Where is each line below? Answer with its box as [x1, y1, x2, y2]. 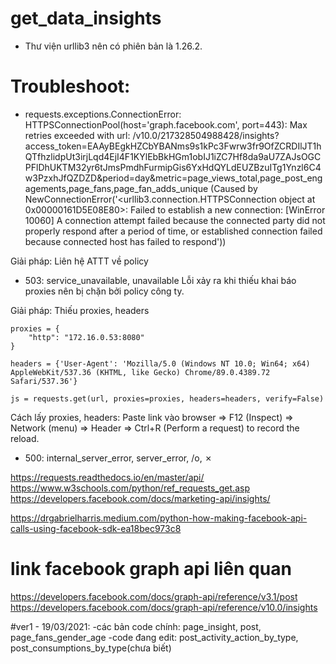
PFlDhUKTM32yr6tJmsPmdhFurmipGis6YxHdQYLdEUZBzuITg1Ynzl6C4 [24, 161, 322, 173]
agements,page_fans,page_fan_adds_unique [24, 182, 209, 194]
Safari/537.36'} [10, 376, 78, 386]
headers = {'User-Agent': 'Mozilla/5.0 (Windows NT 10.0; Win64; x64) [10, 358, 311, 369]
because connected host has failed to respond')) [24, 235, 227, 247]
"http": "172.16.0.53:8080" [28, 332, 145, 342]
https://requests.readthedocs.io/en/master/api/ [10, 471, 205, 483]
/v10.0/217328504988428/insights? [132, 129, 280, 141]
